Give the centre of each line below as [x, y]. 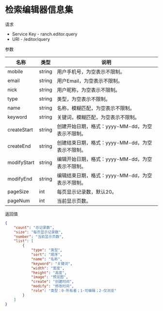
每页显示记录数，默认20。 [87, 192]
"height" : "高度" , [49, 273]
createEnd [19, 146]
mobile [15, 71]
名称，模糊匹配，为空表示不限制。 [96, 108]
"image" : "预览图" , [49, 277]
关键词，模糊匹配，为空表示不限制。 [98, 117]
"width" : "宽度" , [48, 268]
